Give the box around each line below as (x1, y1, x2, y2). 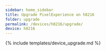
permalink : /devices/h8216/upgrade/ (5, 21, 83, 27)
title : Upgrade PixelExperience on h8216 (5, 12, 95, 17)
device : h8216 (5, 26, 36, 31)
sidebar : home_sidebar (5, 7, 54, 13)
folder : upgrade (5, 17, 40, 22)
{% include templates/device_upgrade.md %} (5, 40, 101, 46)
